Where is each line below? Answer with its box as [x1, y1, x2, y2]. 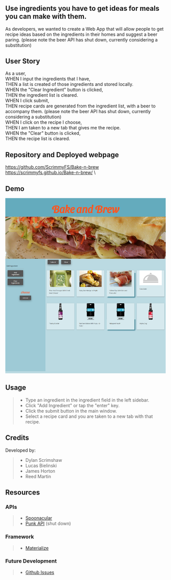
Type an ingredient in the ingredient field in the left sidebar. [25, 397, 150, 403]
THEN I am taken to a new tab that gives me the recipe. [5, 125, 121, 131]
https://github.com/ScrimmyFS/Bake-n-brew [5, 164, 99, 170]
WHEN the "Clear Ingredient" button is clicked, [5, 86, 103, 93]
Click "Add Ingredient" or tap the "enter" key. [25, 402, 120, 408]
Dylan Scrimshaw [25, 457, 63, 463]
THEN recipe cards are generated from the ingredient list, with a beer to [5, 103, 156, 109]
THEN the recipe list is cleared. [5, 136, 70, 142]
